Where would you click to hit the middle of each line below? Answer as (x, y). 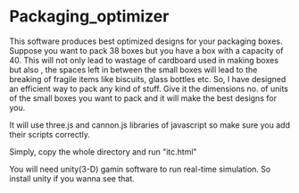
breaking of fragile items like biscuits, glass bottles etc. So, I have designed (148, 79)
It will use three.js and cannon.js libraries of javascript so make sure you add (149, 125)
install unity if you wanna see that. (72, 178)
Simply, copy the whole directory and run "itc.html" (104, 151)
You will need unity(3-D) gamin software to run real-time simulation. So (140, 169)
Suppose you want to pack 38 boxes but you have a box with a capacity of (146, 50)
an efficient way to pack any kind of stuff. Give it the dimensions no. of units (149, 88)
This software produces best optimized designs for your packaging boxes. (146, 41)
